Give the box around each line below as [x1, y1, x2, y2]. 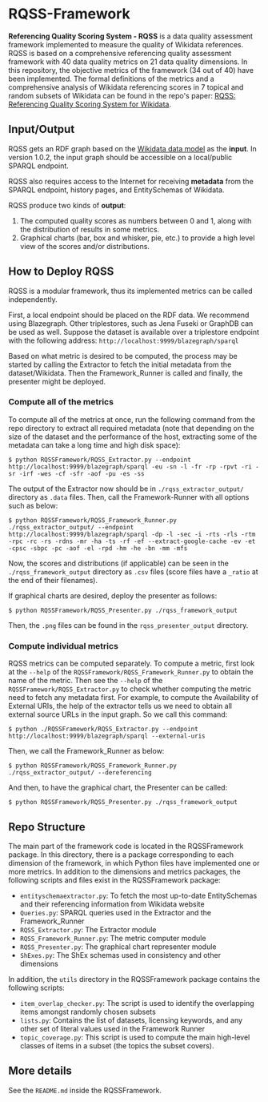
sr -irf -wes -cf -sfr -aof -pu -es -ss [8, 469, 146, 477]
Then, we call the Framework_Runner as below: [8, 746, 165, 756]
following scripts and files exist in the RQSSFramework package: [8, 875, 222, 885]
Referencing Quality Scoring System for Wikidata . [8, 99, 172, 109]
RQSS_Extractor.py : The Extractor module [19, 924, 158, 934]
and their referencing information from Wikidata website [19, 899, 206, 909]
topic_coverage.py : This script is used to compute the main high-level [19, 1032, 250, 1042]
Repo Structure [8, 820, 86, 834]
